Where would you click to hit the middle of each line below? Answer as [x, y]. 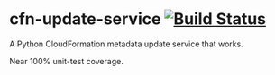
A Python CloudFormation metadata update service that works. [126, 44]
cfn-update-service [85, 19]
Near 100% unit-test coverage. [66, 61]
